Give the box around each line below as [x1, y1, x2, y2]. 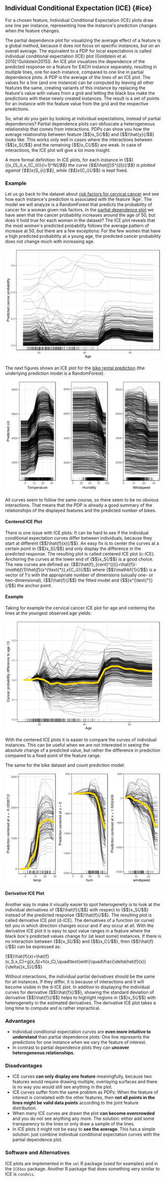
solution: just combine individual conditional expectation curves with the [12, 1131, 160, 1137]
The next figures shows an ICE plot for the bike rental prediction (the [5, 365, 145, 371]
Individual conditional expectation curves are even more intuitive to [12, 1029, 151, 1035]
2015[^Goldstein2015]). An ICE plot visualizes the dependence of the [5, 58, 145, 64]
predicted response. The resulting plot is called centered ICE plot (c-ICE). [5, 551, 155, 556]
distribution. [12, 1105, 37, 1111]
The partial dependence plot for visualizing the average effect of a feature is [5, 37, 161, 43]
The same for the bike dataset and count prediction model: [5, 762, 125, 768]
